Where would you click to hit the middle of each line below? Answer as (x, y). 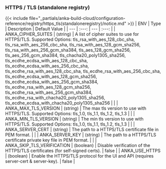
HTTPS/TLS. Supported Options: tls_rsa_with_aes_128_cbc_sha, (70, 39)
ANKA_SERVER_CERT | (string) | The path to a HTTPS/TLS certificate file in (82, 130)
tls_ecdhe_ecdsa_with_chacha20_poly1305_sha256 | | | (62, 103)
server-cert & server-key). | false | (40, 162)
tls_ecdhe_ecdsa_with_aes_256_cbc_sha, (47, 66)
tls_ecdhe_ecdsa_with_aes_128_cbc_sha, (46, 61)
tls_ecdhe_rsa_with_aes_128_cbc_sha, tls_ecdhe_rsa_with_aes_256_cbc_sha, (83, 71)
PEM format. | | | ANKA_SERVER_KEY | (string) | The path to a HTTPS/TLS (81, 135)
